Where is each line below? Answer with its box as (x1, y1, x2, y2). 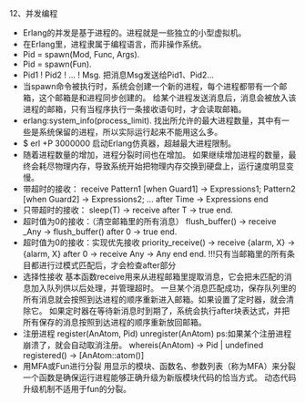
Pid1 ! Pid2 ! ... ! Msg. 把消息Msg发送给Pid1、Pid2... (22, 69, 214, 80)
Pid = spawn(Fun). (22, 58, 93, 69)
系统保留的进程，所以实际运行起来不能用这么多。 (38, 127, 223, 137)
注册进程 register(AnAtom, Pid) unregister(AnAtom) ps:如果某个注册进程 (22, 328, 292, 339)
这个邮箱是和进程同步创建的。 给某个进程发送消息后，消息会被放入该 (38, 92, 297, 103)
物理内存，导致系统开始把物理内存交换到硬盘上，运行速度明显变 (54, 160, 294, 171)
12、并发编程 (9, 8, 58, 18)
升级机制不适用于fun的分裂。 (22, 384, 132, 394)
